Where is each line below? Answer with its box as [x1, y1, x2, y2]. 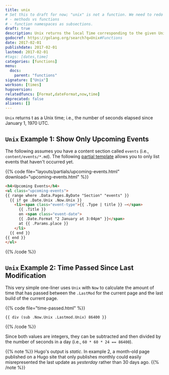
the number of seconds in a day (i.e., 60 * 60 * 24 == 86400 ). [5, 339, 133, 345]
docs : [10, 68, 22, 73]
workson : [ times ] [5, 82, 42, 87]
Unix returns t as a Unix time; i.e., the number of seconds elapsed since [5, 115, 153, 121]
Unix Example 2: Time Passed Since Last [5, 263, 134, 272]
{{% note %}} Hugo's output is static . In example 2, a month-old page [5, 348, 150, 355]
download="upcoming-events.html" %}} [5, 174, 89, 180]
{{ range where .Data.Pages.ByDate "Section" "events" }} [5, 193, 129, 198]
